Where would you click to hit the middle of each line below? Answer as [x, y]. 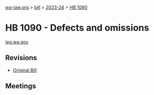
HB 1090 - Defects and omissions [77, 28]
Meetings [21, 86]
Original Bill [25, 70]
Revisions [21, 58]
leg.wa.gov [17, 42]
